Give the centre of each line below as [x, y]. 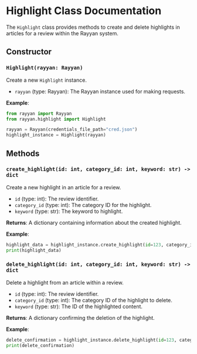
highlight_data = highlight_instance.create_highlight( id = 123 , [85, 245]
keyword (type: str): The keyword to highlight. [69, 211]
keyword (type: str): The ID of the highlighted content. [78, 306]
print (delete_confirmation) [40, 345]
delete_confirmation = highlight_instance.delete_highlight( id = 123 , [91, 340]
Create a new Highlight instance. [46, 80]
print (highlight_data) [34, 250]
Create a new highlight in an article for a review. [64, 187]
